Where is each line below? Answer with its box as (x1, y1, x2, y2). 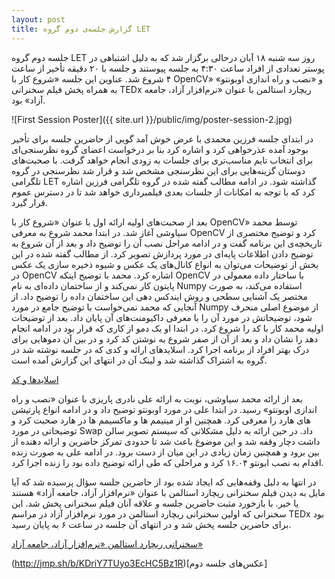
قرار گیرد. (11, 196, 48, 208)
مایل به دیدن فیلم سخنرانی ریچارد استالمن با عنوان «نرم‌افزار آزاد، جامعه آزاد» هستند (11, 486, 326, 498)
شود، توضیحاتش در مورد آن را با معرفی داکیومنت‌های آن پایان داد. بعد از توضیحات (11, 311, 313, 323)
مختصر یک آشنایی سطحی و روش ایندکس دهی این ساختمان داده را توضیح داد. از (11, 290, 308, 302)
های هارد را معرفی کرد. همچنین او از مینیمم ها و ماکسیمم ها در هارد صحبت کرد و (11, 414, 311, 426)
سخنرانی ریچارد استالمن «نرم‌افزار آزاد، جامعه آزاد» (11, 537, 204, 550)
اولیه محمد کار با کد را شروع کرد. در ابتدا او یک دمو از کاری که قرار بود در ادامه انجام (11, 322, 324, 334)
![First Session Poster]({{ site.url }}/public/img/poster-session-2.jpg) (11, 113, 293, 125)
